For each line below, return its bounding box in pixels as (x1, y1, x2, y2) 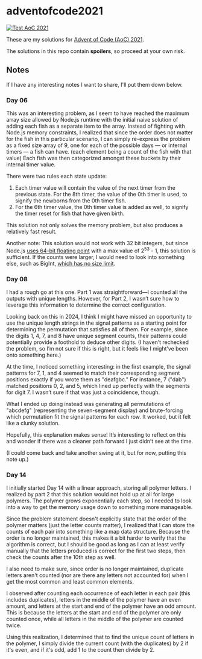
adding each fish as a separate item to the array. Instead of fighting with (6, 122, 185, 130)
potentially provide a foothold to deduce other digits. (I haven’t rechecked (6, 339, 189, 346)
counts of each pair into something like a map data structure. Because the (6, 528, 190, 536)
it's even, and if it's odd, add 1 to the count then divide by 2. (6, 646, 155, 654)
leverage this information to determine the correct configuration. (6, 301, 166, 308)
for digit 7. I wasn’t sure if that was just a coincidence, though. (6, 389, 160, 396)
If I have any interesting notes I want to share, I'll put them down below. (6, 81, 183, 88)
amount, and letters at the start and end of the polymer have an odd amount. (6, 602, 197, 610)
